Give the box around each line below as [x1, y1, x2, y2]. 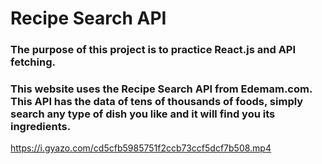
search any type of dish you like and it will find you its [10, 107, 276, 121]
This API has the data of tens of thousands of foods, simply [10, 95, 304, 109]
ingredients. [10, 120, 72, 134]
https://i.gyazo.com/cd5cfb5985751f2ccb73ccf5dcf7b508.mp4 [10, 142, 272, 154]
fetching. [10, 55, 56, 69]
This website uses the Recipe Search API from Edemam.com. [10, 82, 313, 96]
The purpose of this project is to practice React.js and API [10, 43, 297, 57]
